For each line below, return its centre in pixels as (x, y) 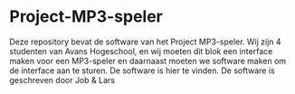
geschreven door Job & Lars (62, 80)
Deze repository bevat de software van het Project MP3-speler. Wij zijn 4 (146, 42)
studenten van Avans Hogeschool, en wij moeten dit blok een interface (141, 51)
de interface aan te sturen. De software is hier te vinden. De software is (142, 70)
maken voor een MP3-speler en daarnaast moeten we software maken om (148, 61)
